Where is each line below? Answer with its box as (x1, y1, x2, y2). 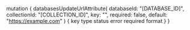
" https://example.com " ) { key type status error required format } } (6, 18, 170, 24)
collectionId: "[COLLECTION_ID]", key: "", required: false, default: (6, 11, 168, 18)
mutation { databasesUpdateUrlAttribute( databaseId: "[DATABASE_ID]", (6, 5, 185, 12)
